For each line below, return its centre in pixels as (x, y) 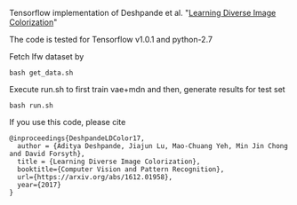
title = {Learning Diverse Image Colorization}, (109, 162)
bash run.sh (31, 106)
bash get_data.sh (41, 73)
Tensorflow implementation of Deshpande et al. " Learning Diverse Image (143, 13)
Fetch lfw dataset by (47, 56)
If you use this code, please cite (68, 122)
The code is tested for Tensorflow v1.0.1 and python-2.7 (111, 39)
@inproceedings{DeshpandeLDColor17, (77, 138)
